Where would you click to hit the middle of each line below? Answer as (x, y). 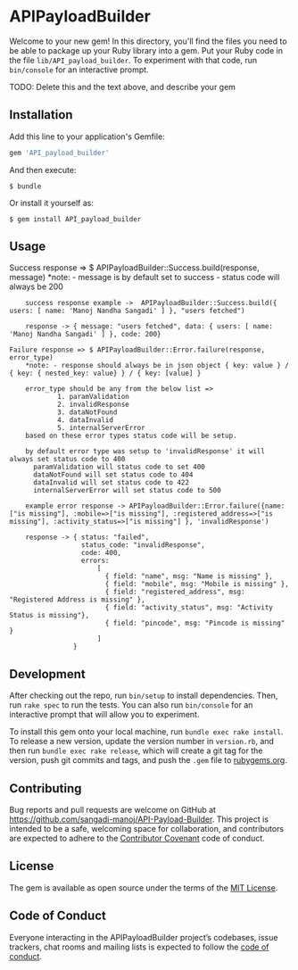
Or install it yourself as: (51, 203)
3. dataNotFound (87, 412)
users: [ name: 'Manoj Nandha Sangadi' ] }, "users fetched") (127, 311)
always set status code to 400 (67, 460)
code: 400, (101, 553)
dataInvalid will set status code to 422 (111, 483)
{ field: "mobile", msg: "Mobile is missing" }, (197, 584)
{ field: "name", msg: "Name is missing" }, (189, 576)
